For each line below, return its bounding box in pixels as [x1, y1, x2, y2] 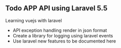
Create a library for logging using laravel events [12, 32, 113, 38]
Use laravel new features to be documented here [12, 38, 116, 44]
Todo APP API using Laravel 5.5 [5, 4, 108, 13]
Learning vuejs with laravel [5, 17, 63, 23]
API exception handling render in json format [12, 27, 107, 33]
